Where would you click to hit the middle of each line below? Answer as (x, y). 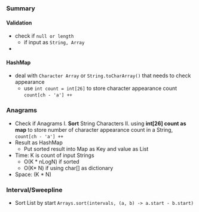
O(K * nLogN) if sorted (51, 161)
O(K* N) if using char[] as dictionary (68, 168)
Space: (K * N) (33, 174)
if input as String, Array (54, 43)
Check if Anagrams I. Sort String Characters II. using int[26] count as (100, 123)
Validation (19, 23)
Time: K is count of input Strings (54, 155)
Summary (21, 8)
